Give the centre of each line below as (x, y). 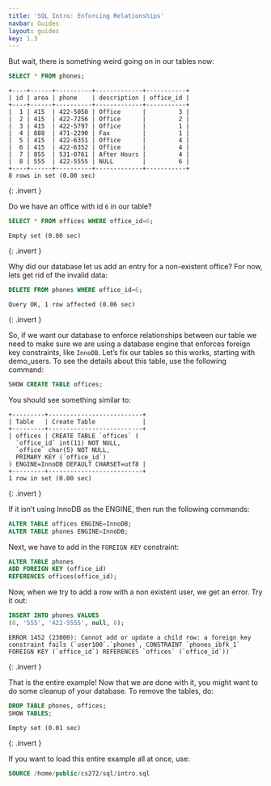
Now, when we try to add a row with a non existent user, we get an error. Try (135, 592)
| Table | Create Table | (78, 421)
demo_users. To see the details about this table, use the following (117, 361)
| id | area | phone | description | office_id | (99, 98)
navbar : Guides (34, 23)
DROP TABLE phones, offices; (57, 706)
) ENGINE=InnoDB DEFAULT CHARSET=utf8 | (78, 464)
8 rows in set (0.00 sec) (52, 176)
